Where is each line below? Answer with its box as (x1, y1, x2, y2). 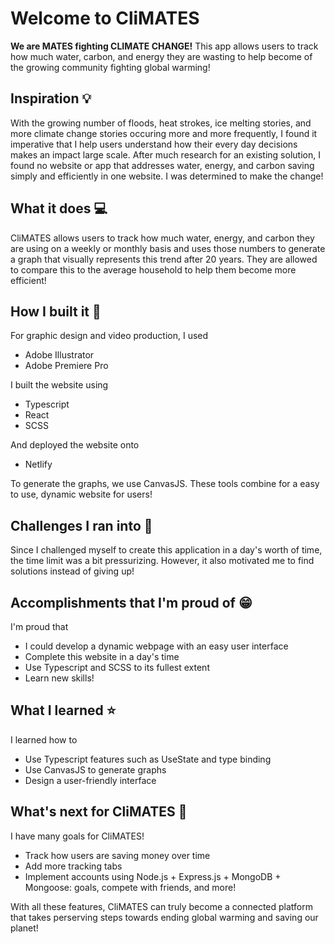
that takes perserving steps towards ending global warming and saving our (10, 911, 319, 923)
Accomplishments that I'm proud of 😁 (10, 594, 253, 611)
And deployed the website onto (10, 439, 140, 451)
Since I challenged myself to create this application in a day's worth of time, (10, 544, 323, 556)
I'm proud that (10, 621, 69, 632)
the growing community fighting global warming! (10, 61, 211, 73)
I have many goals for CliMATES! (10, 830, 145, 842)
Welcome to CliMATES (10, 7, 200, 30)
